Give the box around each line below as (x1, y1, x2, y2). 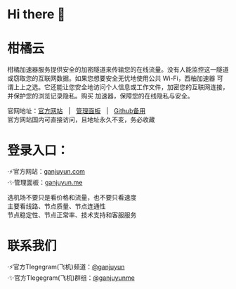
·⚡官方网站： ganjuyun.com (7, 167, 86, 176)
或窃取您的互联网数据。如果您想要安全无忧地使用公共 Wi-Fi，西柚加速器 (7, 74, 216, 83)
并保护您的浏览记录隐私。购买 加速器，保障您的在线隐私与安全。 (7, 91, 194, 101)
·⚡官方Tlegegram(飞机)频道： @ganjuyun (7, 263, 125, 271)
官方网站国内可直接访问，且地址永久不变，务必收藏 (7, 115, 155, 124)
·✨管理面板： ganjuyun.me (7, 179, 83, 187)
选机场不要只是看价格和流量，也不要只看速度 (7, 193, 137, 202)
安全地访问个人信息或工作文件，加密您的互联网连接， (74, 83, 229, 91)
